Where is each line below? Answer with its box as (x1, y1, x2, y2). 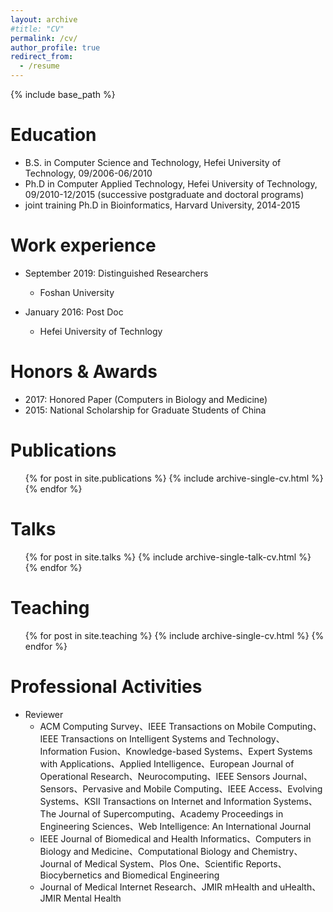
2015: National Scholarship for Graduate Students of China (24, 404, 267, 416)
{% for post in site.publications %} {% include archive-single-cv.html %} (24, 472, 324, 484)
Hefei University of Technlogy (39, 325, 163, 337)
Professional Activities (10, 675, 203, 698)
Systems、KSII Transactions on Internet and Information (39, 795, 272, 807)
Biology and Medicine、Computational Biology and (39, 845, 250, 857)
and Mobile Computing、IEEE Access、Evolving (125, 782, 323, 795)
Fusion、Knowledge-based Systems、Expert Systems (89, 745, 313, 757)
